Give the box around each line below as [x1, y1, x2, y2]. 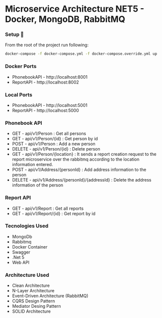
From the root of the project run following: [5, 42, 89, 48]
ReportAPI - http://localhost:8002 [12, 79, 79, 85]
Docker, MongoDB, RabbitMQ [5, 14, 125, 25]
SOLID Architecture [12, 308, 51, 314]
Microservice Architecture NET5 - [5, 3, 145, 15]
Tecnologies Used [5, 222, 49, 229]
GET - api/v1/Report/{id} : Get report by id [12, 210, 96, 217]
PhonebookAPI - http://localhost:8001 [12, 74, 88, 80]
